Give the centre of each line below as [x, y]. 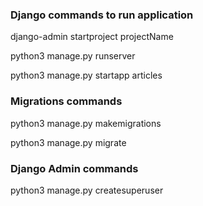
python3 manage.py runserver [73, 56]
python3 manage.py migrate [68, 142]
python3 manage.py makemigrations [86, 123]
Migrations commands [66, 101]
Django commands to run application [102, 15]
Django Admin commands [74, 168]
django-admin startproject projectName [92, 37]
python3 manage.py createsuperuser [87, 190]
